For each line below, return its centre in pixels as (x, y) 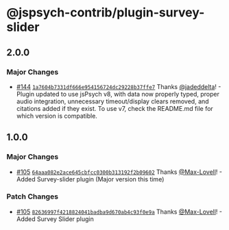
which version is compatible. (57, 116)
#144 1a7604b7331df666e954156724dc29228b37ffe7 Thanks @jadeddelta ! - (119, 86)
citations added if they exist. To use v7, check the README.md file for (114, 108)
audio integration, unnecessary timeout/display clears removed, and (113, 101)
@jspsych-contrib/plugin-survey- (106, 13)
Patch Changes (33, 196)
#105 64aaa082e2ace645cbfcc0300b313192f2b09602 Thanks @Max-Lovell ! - (119, 172)
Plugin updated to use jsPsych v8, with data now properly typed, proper (118, 94)
